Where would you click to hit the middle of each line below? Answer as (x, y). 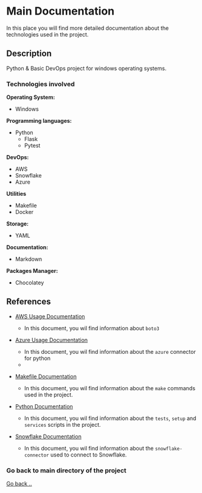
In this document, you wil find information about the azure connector (110, 351)
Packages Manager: (32, 271)
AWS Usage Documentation (50, 316)
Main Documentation (61, 11)
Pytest (32, 146)
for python (37, 358)
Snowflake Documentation (48, 436)
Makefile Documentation (46, 376)
